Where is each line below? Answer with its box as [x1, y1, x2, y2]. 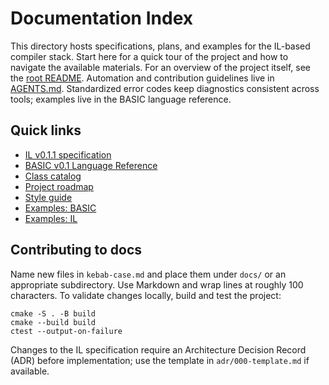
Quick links [10, 122, 82, 139]
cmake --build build [10, 317, 97, 327]
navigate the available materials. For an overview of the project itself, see [10, 61, 312, 73]
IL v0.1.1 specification [24, 148, 112, 161]
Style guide [24, 191, 73, 203]
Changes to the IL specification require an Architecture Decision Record [10, 343, 307, 356]
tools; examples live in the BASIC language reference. [10, 93, 232, 105]
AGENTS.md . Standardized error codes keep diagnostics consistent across [10, 82, 320, 94]
